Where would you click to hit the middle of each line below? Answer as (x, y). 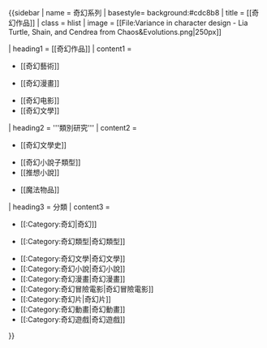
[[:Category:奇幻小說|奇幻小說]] (73, 269)
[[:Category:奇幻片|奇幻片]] (65, 299)
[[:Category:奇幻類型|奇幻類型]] (73, 241)
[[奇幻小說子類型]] (50, 162)
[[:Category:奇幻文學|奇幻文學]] (73, 258)
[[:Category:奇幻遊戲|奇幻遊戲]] (73, 319)
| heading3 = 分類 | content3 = (60, 207)
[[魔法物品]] (40, 189)
